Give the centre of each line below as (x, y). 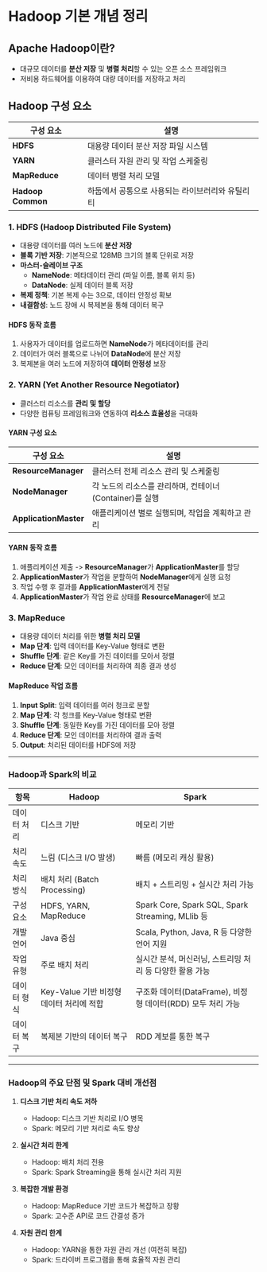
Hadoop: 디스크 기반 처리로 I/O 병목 (87, 1118)
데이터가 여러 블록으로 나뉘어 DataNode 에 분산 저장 (100, 354)
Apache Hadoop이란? (62, 48)
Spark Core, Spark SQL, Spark (192, 904)
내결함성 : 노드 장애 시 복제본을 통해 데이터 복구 (92, 305)
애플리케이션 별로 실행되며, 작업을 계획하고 (167, 512)
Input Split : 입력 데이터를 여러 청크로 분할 (85, 705)
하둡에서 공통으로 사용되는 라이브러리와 (157, 190)
